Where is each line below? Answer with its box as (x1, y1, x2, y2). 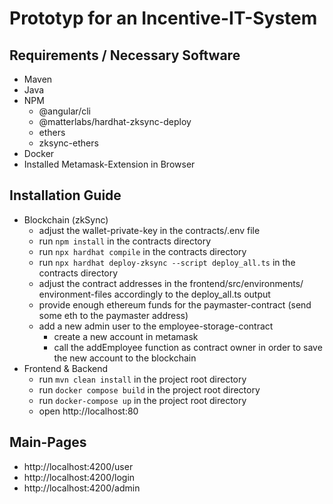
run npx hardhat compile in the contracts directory (38, 245, 247, 257)
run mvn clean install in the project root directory (38, 373, 247, 385)
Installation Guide (9, 187, 122, 204)
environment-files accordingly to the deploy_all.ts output (38, 288, 271, 300)
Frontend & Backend (23, 362, 109, 374)
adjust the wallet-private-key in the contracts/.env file (38, 224, 261, 236)
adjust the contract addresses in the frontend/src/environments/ (38, 277, 304, 289)
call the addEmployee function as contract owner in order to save (53, 341, 323, 353)
